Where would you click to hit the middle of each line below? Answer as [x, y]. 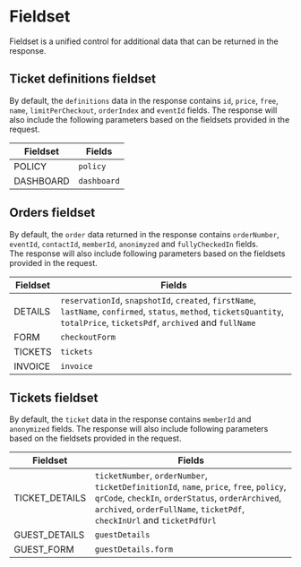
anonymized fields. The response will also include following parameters [139, 429]
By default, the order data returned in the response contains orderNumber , [144, 234]
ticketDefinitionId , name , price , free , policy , [190, 487]
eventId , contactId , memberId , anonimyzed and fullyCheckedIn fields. [134, 244]
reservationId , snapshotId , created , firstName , [159, 300]
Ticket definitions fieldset [83, 79]
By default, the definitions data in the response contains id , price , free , [144, 100]
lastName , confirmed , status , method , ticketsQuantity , [172, 311]
